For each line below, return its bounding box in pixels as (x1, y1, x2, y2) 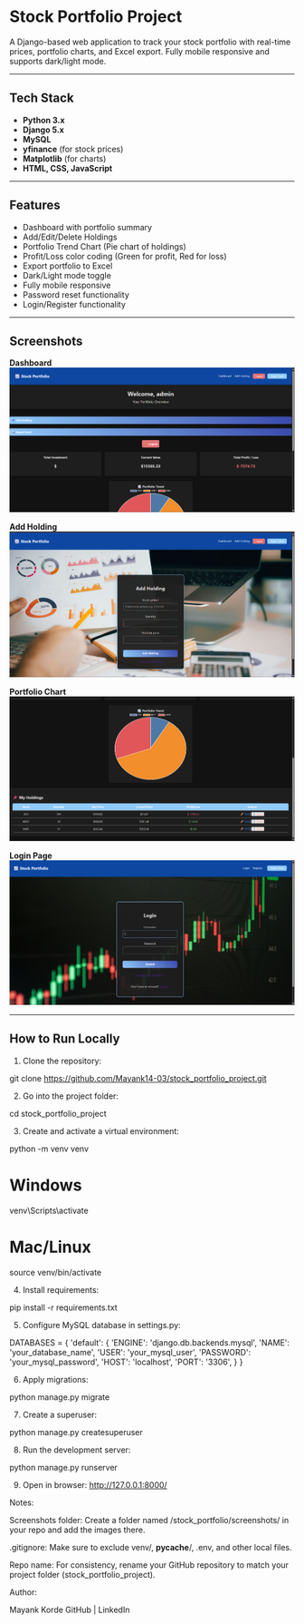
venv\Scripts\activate (9, 1205, 89, 1216)
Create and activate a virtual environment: (22, 1125, 179, 1136)
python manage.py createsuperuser (9, 1426, 143, 1437)
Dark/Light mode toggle (22, 269, 111, 280)
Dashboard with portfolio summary (22, 221, 152, 232)
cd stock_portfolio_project (9, 1108, 107, 1119)
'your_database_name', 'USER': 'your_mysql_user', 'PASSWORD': (9, 1346, 252, 1357)
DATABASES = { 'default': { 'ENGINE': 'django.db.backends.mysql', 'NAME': (9, 1336, 290, 1348)
